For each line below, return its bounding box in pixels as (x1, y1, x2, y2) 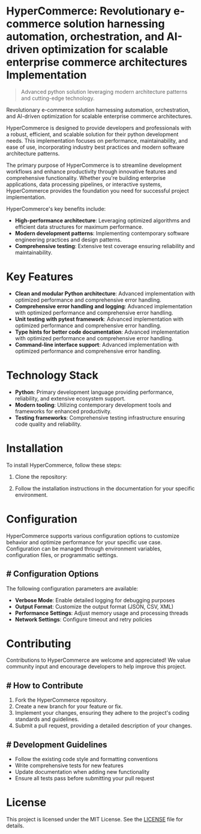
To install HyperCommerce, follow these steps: (6, 461, 122, 468)
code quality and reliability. (14, 420, 82, 428)
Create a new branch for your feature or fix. (14, 703, 123, 710)
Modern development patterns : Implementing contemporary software (14, 229, 190, 237)
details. (6, 822, 25, 829)
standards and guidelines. (14, 715, 79, 723)
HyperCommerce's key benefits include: (6, 205, 106, 212)
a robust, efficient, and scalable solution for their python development (6, 131, 179, 138)
